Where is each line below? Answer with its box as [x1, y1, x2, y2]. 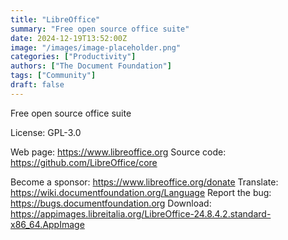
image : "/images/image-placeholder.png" [10, 42, 182, 53]
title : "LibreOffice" [10, 14, 101, 25]
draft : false [10, 80, 65, 90]
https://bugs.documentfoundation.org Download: [10, 197, 212, 209]
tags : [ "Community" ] [10, 71, 97, 81]
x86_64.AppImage [10, 218, 85, 230]
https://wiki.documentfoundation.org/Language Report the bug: [10, 186, 272, 198]
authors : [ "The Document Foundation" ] [10, 61, 172, 71]
